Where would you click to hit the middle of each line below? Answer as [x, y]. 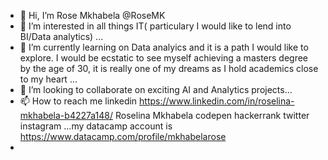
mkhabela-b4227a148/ [66, 115]
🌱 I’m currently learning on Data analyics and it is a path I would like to [164, 47]
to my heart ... [48, 79]
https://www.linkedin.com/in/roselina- [217, 101]
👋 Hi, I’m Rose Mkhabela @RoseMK [92, 15]
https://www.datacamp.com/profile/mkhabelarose [123, 136]
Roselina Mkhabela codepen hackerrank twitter [212, 115]
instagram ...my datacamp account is [96, 126]
